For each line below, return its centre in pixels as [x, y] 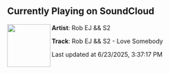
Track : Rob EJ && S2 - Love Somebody [107, 41]
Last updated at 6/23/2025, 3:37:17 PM [107, 54]
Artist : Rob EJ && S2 [81, 27]
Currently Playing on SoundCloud [81, 11]
